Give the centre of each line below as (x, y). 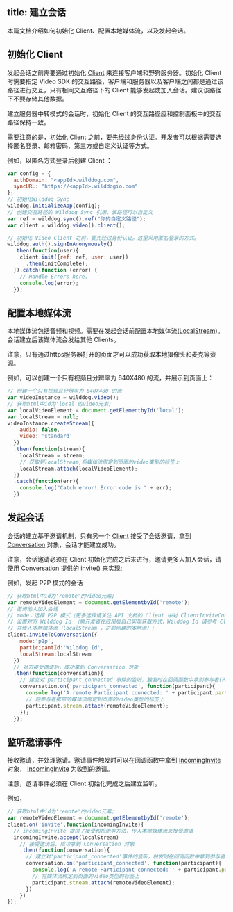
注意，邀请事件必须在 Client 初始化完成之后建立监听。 (84, 783)
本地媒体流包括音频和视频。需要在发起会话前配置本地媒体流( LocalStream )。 (115, 331)
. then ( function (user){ (46, 251)
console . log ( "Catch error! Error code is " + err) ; (96, 488)
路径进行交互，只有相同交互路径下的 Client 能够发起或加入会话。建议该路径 (114, 90)
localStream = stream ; (52, 455)
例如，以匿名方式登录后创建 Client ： (60, 160)
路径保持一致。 (28, 122)
